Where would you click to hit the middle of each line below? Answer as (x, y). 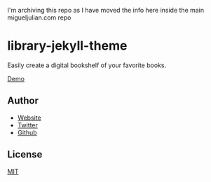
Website (29, 118)
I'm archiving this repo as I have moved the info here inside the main (106, 10)
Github (27, 132)
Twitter (28, 125)
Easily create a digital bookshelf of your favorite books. (87, 65)
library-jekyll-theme (67, 46)
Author (23, 101)
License (25, 154)
